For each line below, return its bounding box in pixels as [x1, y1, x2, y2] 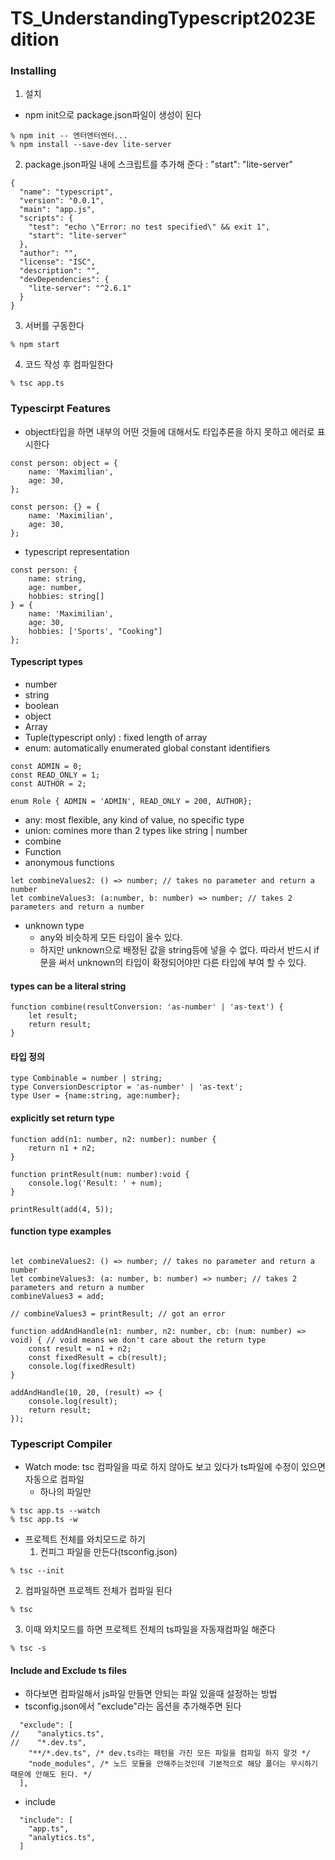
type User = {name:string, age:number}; [10, 1091, 182, 1101]
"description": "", [19, 266, 101, 276]
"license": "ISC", [19, 257, 97, 267]
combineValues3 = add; [10, 1291, 105, 1301]
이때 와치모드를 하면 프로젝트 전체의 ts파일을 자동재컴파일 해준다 [24, 1623, 276, 1636]
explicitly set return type [10, 1112, 115, 1124]
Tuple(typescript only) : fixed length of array [24, 731, 208, 743]
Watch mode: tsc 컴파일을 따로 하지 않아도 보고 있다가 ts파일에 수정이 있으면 [24, 1461, 326, 1473]
